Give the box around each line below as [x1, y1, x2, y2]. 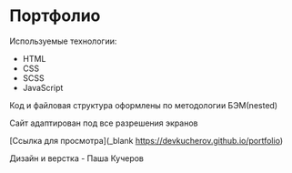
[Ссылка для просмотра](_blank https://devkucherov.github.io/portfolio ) [9, 135, 284, 146]
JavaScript [22, 82, 64, 93]
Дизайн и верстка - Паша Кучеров [9, 152, 144, 164]
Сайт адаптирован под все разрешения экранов [9, 117, 198, 128]
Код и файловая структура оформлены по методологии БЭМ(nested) [9, 99, 278, 110]
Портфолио [9, 5, 101, 26]
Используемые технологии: [9, 36, 117, 46]
